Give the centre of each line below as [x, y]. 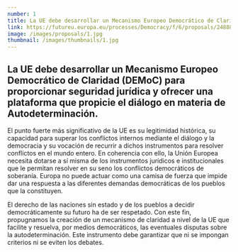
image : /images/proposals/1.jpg [55, 34]
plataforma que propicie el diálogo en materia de [117, 103]
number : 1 [22, 14]
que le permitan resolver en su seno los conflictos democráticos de [106, 168]
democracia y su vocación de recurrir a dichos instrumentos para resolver [115, 146]
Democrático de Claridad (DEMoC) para [96, 80]
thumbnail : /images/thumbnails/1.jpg [63, 40]
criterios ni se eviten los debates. [56, 242]
